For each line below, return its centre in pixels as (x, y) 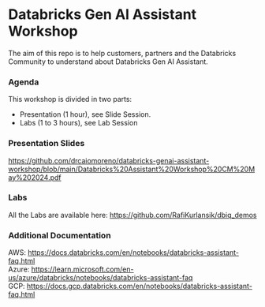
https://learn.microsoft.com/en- (82, 269)
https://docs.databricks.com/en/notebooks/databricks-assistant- (133, 253)
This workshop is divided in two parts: (70, 99)
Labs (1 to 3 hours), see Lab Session (78, 123)
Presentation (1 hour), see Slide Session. (85, 114)
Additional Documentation (60, 235)
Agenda (24, 82)
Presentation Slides (47, 144)
